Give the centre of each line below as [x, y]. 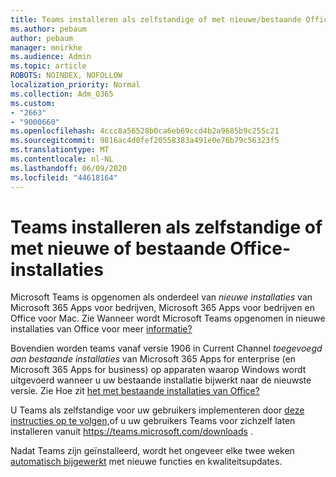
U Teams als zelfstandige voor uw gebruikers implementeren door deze [157, 410]
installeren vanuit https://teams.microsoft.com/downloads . [131, 432]
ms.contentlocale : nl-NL [62, 159]
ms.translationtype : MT [60, 150]
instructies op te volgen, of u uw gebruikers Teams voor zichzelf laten [153, 421]
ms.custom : [33, 103]
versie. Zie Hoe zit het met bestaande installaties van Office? [135, 391]
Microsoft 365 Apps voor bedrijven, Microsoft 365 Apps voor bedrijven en [162, 308]
